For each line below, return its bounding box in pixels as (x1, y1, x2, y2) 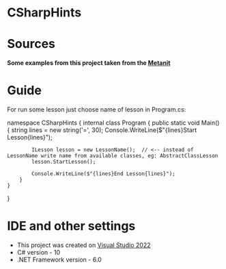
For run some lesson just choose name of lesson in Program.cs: (7, 105, 186, 114)
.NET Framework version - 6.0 (16, 255, 102, 264)
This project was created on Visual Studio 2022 (16, 241, 151, 249)
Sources (7, 36, 56, 52)
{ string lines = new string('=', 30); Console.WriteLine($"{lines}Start (7, 126, 197, 134)
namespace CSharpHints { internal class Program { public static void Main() (7, 118, 220, 127)
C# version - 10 (16, 248, 61, 256)
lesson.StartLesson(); (31, 159, 96, 166)
